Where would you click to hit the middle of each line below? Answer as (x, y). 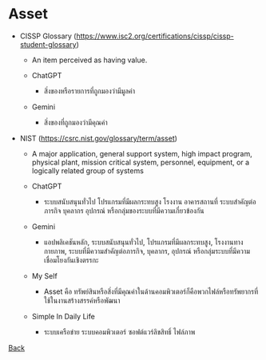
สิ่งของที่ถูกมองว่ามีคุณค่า (75, 122)
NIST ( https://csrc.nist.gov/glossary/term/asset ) (99, 138)
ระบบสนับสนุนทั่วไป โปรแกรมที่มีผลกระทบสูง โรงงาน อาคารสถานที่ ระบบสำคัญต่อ (150, 201)
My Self (44, 275)
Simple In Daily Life (64, 316)
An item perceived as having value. (89, 60)
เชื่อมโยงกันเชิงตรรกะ (71, 259)
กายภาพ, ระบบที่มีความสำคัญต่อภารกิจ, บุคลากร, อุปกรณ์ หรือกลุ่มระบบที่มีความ (147, 251)
